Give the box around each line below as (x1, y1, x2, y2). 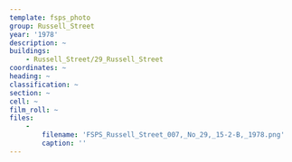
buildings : (9, 47, 51, 56)
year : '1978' (9, 30, 59, 39)
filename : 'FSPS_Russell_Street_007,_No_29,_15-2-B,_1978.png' (42, 130, 285, 139)
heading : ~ (9, 72, 51, 81)
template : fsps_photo (9, 13, 91, 22)
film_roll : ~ (9, 105, 59, 114)
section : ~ (9, 88, 51, 97)
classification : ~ (9, 80, 79, 89)
